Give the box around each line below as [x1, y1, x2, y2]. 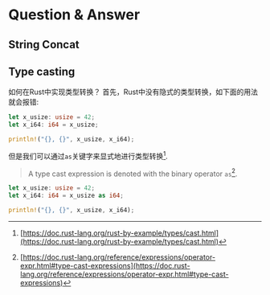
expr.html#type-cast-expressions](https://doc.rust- [19, 260, 190, 270]
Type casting [8, 64, 76, 78]
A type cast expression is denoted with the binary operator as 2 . [27, 167, 238, 178]
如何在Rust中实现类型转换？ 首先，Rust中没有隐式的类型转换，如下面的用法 [8, 87, 259, 97]
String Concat [8, 38, 80, 51]
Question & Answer [8, 6, 141, 24]
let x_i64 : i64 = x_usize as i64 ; [8, 191, 125, 200]
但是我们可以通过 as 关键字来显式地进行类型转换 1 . [8, 150, 169, 161]
